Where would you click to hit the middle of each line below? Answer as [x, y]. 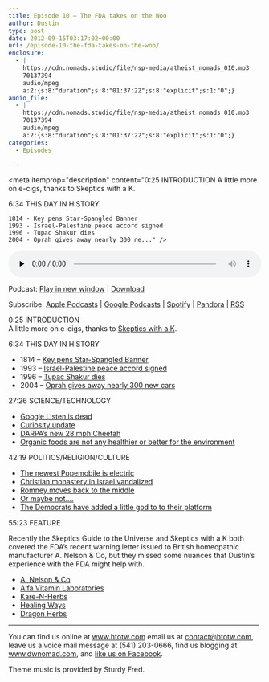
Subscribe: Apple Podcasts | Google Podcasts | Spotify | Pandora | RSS [126, 304]
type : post [26, 31]
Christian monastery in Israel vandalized [86, 482]
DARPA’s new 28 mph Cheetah [70, 434]
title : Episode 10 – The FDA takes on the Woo [88, 16]
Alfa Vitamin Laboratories [62, 588]
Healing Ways [43, 605]
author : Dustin [34, 23]
